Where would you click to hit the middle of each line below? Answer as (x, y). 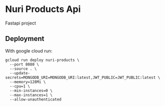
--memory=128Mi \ (28, 82)
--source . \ (23, 68)
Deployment (25, 39)
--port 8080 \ (24, 64)
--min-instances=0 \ (31, 90)
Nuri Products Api (43, 9)
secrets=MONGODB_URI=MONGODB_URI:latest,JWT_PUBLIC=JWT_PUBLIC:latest (80, 77)
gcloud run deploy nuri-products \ (42, 60)
